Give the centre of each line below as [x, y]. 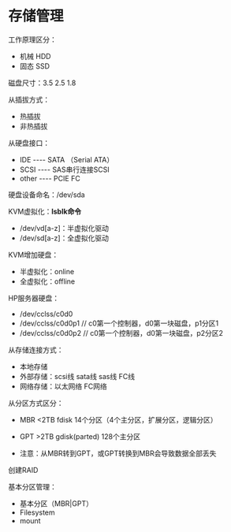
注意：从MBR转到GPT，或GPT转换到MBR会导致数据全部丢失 [118, 453]
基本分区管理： [32, 486]
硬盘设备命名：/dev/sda [47, 195]
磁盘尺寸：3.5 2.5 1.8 [42, 83]
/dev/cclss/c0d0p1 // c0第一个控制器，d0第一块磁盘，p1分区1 [119, 323]
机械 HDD [35, 56]
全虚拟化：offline [47, 281]
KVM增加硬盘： [34, 255]
